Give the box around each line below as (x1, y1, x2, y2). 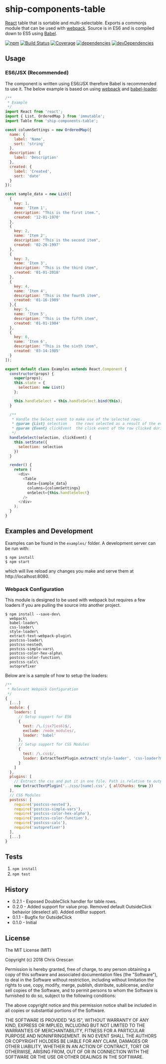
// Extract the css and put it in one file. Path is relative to (14, 779, 152, 784)
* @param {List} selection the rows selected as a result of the (11, 421, 156, 426)
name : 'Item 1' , (14, 205, 48, 210)
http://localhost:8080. (5, 573, 49, 579)
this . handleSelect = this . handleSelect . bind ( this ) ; (14, 398, 123, 404)
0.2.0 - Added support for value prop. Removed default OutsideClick (12, 904, 152, 910)
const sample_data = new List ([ (5, 192, 72, 197)
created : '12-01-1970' (14, 215, 61, 220)
